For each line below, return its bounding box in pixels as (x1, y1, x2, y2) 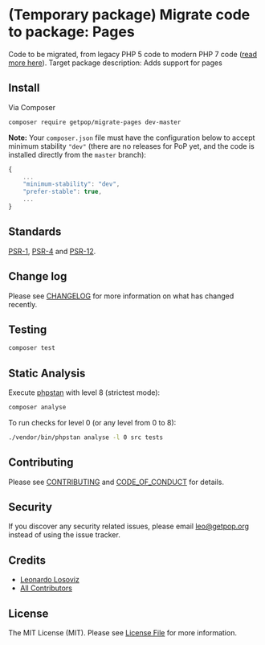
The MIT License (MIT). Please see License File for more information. (8, 628, 237, 637)
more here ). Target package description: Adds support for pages (8, 58, 222, 68)
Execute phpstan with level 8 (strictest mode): (8, 388, 161, 397)
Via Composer (8, 102, 56, 112)
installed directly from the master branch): (8, 150, 147, 159)
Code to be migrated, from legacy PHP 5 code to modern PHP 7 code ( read (8, 49, 258, 59)
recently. (8, 299, 38, 309)
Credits (8, 553, 47, 567)
